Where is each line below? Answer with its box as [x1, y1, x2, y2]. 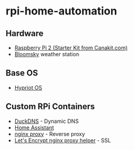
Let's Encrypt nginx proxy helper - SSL [14, 137, 111, 144]
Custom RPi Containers [5, 101, 95, 112]
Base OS [5, 68, 39, 78]
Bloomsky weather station [14, 51, 80, 58]
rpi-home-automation [5, 4, 117, 18]
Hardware [5, 28, 43, 39]
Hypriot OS [14, 84, 43, 91]
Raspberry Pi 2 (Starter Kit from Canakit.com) [14, 44, 128, 51]
